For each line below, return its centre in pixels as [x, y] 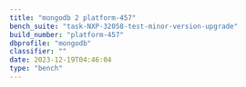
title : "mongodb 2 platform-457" [73, 18]
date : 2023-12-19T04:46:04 [61, 60]
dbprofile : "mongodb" [51, 43]
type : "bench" [36, 69]
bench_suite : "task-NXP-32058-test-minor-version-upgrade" [124, 26]
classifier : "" [38, 52]
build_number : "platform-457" [67, 34]
